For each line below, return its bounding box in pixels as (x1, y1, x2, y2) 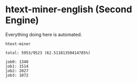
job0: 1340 (5, 59, 29, 65)
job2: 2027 (5, 68, 29, 73)
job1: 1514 (5, 64, 29, 69)
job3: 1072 (5, 73, 29, 78)
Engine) (5, 14, 40, 26)
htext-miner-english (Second (5, 4, 132, 15)
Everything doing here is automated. (5, 31, 82, 37)
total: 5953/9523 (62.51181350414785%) (5, 50, 91, 55)
